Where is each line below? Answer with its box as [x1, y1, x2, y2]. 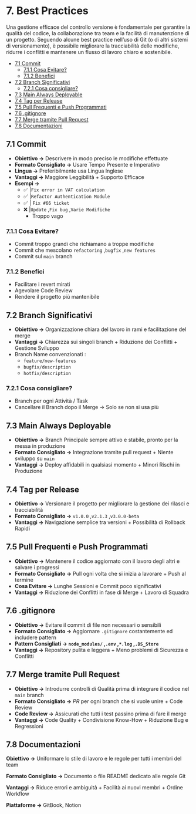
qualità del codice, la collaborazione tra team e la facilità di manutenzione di [6, 29, 190, 36]
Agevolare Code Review [14, 287, 73, 294]
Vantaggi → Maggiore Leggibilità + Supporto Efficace [14, 173, 145, 180]
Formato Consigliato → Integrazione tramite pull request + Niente [14, 449, 174, 456]
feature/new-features [23, 358, 76, 364]
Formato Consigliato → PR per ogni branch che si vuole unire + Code [14, 697, 183, 705]
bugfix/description [23, 364, 72, 370]
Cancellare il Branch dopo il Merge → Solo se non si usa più [14, 404, 159, 411]
